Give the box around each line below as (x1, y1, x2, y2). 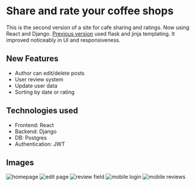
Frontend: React (14, 121, 55, 128)
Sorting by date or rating (14, 88, 75, 96)
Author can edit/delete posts (14, 70, 85, 77)
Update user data (14, 82, 57, 89)
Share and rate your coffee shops (6, 4, 174, 18)
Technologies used (6, 106, 78, 116)
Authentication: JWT (14, 140, 65, 147)
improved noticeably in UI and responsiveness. (6, 36, 121, 43)
